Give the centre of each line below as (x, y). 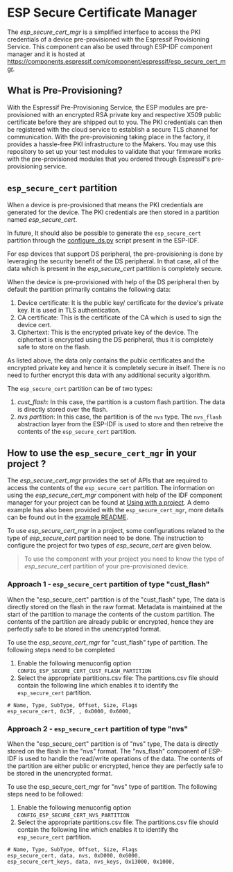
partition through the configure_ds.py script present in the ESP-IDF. (103, 240)
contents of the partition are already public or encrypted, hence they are (110, 621)
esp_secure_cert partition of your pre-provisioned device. (106, 566)
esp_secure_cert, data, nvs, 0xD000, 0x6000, (74, 855)
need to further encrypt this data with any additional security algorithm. (109, 375)
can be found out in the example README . (68, 517)
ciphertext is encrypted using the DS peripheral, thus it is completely (115, 339)
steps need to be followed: (45, 794)
